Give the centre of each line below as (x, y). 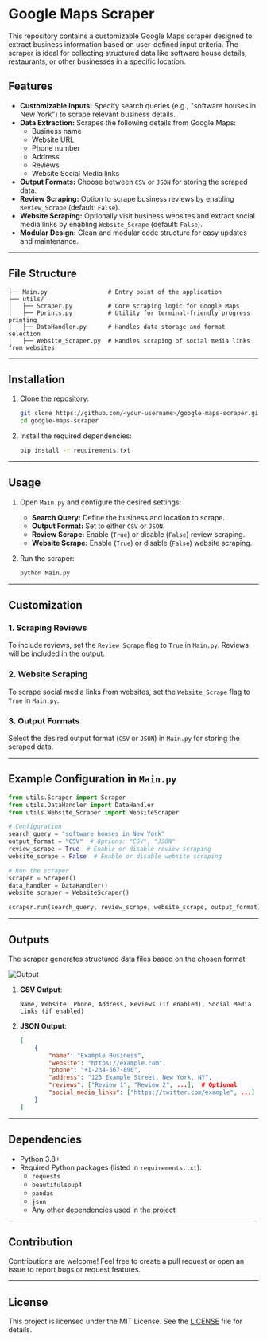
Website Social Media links (75, 173)
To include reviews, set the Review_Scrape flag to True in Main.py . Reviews (128, 645)
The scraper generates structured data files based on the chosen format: (128, 959)
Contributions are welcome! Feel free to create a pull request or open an (126, 1261)
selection (25, 334)
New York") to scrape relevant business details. (98, 114)
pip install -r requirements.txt (75, 451)
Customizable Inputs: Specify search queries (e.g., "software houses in (138, 105)
